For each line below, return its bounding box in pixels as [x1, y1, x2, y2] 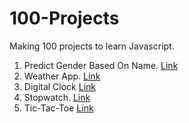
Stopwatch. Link [23, 91, 91, 103]
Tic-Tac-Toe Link [23, 102, 94, 114]
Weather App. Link [23, 70, 101, 82]
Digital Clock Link [23, 80, 97, 92]
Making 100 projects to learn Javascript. [9, 40, 175, 52]
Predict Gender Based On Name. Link [23, 59, 179, 71]
